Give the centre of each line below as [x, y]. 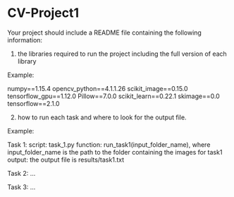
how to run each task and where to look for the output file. [102, 117]
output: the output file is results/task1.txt [66, 160]
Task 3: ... [21, 187]
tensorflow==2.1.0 [33, 103]
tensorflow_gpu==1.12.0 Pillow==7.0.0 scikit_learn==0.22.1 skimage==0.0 [113, 96]
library [27, 61]
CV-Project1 [43, 13]
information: [25, 40]
